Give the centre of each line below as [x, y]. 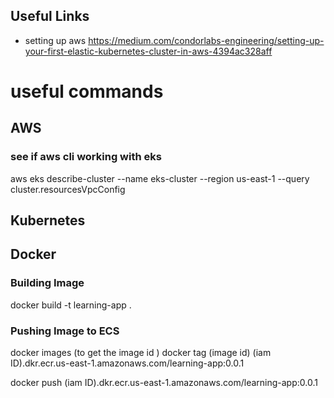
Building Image [47, 283]
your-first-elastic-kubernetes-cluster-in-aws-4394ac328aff [148, 51]
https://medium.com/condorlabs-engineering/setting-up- [206, 40]
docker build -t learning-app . [71, 305]
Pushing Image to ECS [65, 331]
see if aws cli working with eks [86, 157]
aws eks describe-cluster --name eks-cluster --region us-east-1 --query [160, 178]
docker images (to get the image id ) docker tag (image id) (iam [141, 353]
